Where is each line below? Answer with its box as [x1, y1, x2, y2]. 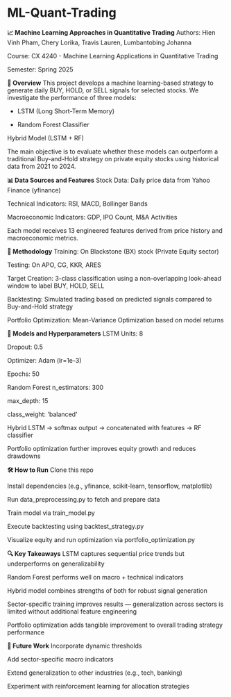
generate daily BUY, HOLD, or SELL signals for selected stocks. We [7, 85, 199, 95]
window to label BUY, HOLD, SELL [7, 281, 105, 290]
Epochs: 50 [7, 370, 40, 378]
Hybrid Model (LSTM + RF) [7, 133, 85, 142]
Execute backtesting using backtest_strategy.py [7, 522, 144, 530]
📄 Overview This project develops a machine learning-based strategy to [7, 79, 214, 87]
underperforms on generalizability [7, 559, 105, 568]
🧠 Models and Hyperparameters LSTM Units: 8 [7, 329, 144, 338]
